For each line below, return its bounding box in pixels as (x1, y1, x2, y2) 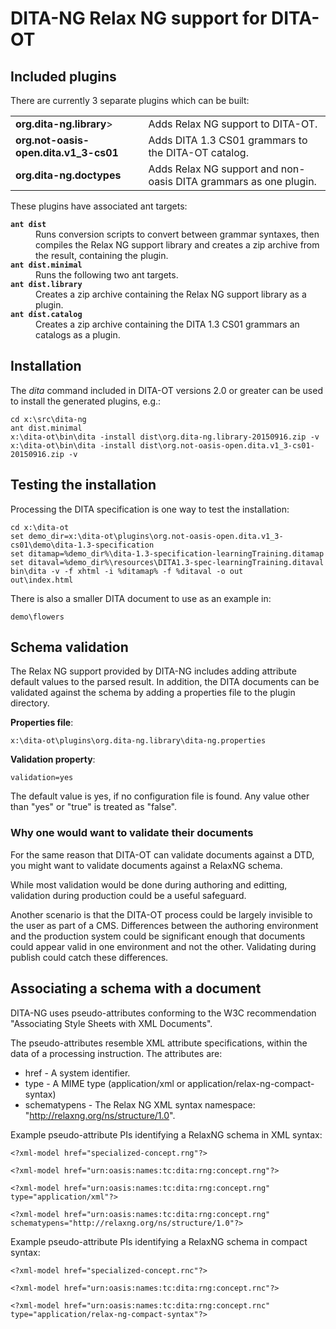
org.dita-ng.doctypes (15, 168, 122, 182)
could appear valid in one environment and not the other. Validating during (10, 940, 317, 952)
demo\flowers (10, 612, 65, 622)
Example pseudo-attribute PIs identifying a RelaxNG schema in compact (10, 1235, 308, 1247)
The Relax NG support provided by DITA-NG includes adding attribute (10, 665, 297, 677)
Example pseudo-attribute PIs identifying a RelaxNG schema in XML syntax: (10, 1128, 323, 1141)
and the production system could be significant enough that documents (10, 930, 306, 942)
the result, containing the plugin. (35, 250, 169, 261)
